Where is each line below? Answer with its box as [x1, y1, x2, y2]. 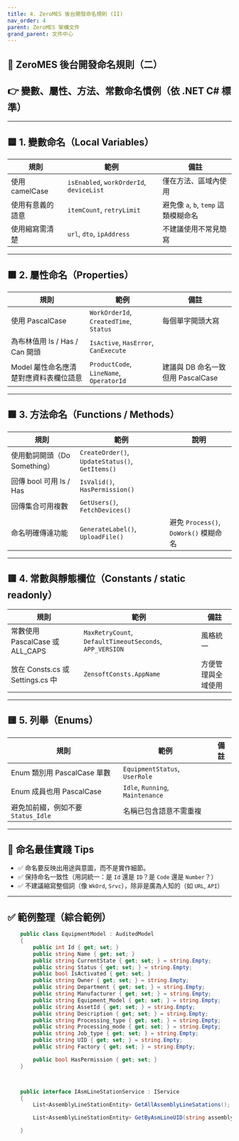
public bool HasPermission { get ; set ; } [33, 1056, 158, 1063]
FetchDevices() [79, 506, 132, 514]
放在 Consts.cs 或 [11, 664, 70, 674]
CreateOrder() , [79, 447, 129, 457]
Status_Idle [11, 812, 52, 820]
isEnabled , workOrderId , [67, 178, 147, 188]
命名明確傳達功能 [11, 528, 69, 538]
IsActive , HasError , [89, 338, 154, 348]
